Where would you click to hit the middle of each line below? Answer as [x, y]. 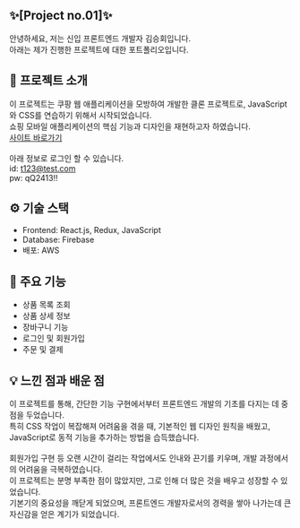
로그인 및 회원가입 [53, 338]
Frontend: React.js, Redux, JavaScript [91, 230]
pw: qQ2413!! [34, 177]
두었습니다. [45, 415]
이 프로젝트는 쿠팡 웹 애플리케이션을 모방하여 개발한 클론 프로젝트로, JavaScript [149, 104]
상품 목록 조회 [46, 305]
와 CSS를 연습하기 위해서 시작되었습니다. [81, 115]
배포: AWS [41, 250]
